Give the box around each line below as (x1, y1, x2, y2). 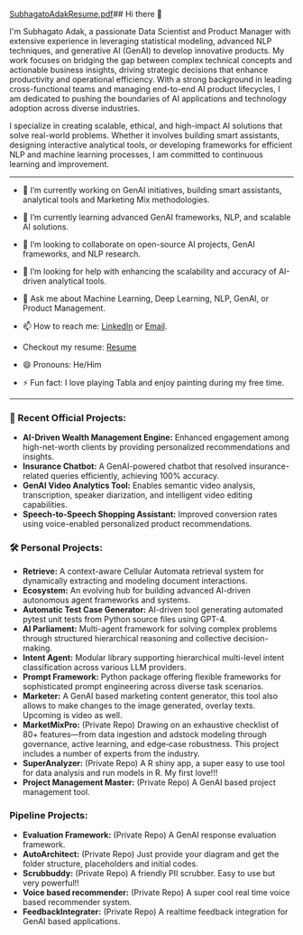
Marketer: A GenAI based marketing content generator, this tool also (22, 690, 278, 701)
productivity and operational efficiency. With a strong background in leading (9, 74, 292, 85)
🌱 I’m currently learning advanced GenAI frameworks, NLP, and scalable (22, 212, 291, 222)
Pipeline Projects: (9, 809, 88, 821)
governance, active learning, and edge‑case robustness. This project (22, 738, 280, 749)
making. (22, 642, 52, 653)
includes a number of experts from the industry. (22, 748, 200, 759)
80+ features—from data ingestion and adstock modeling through (22, 728, 268, 740)
